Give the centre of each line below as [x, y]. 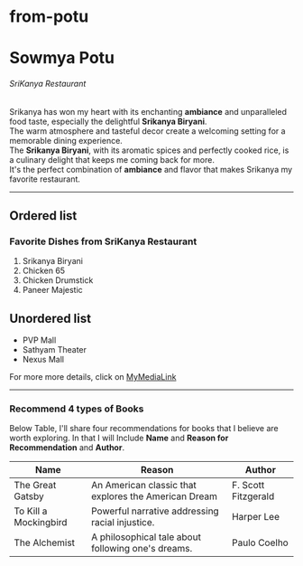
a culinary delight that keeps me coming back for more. [112, 159]
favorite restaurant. [45, 179]
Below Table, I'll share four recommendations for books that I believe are [144, 429]
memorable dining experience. [66, 140]
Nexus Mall [43, 360]
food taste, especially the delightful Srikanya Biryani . [108, 121]
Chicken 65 [44, 271]
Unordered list [50, 318]
